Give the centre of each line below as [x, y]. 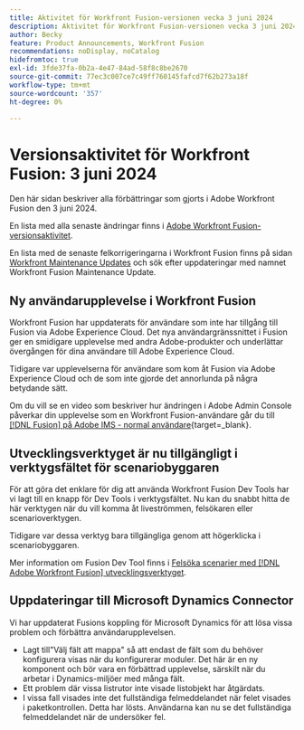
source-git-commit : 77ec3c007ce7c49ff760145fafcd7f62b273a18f [129, 77]
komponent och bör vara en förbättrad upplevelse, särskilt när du [144, 668]
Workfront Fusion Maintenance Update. [83, 272]
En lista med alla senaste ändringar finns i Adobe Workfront [120, 226]
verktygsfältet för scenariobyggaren [114, 467]
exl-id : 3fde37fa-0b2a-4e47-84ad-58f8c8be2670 [99, 69]
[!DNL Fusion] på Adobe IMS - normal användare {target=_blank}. [130, 425]
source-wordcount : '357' [56, 93]
